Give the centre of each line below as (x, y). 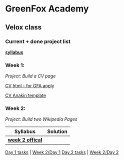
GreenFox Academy (47, 9)
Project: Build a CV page (30, 76)
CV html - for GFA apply (30, 86)
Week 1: (15, 65)
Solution (57, 131)
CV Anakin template (26, 95)
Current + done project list (38, 41)
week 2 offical (25, 140)
